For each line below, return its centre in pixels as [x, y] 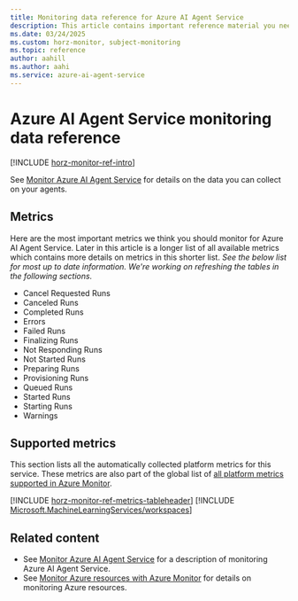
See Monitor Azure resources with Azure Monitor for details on [137, 578]
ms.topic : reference [48, 51]
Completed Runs [53, 312]
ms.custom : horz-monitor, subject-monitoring [95, 42]
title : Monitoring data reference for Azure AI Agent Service [127, 17]
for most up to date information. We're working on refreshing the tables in [145, 266]
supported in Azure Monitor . [61, 483]
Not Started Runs [54, 359]
